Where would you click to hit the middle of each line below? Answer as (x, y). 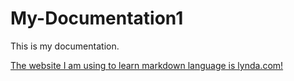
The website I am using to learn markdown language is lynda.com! (147, 65)
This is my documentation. (65, 46)
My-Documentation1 (97, 18)
